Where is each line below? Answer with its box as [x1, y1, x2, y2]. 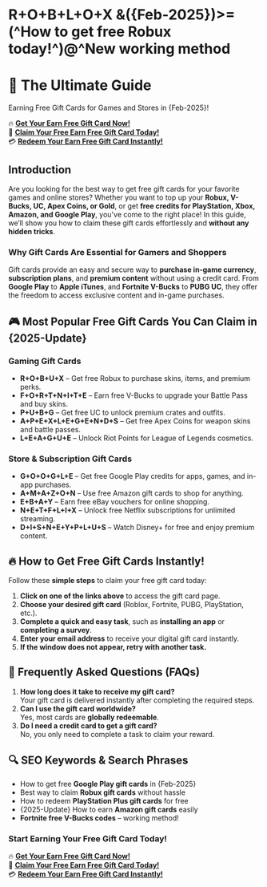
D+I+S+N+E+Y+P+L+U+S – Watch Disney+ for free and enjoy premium [19, 523, 255, 533]
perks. [19, 382, 42, 391]
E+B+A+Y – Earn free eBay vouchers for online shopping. [19, 497, 210, 507]
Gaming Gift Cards [8, 355, 82, 367]
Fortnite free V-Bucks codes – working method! [19, 812, 180, 823]
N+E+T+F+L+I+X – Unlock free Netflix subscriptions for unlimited [19, 505, 236, 515]
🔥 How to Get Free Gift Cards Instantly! [8, 554, 205, 568]
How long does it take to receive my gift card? [19, 687, 175, 696]
